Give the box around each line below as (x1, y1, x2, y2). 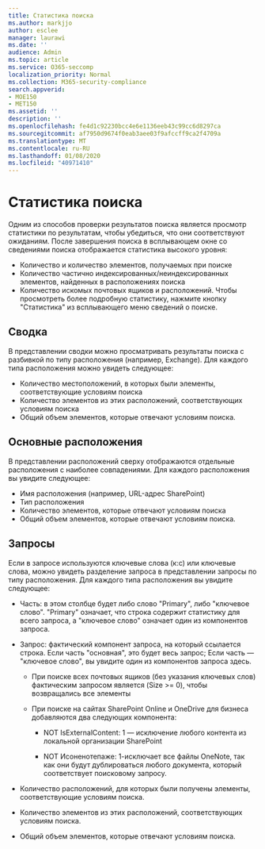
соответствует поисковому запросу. (43, 768, 168, 778)
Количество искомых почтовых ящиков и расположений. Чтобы (19, 286, 237, 295)
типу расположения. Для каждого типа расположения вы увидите (8, 574, 233, 584)
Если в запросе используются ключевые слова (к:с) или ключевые (8, 558, 236, 567)
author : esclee (8, 26, 59, 34)
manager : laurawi (8, 33, 66, 42)
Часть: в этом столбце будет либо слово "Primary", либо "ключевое (19, 598, 250, 608)
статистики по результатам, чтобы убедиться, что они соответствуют (8, 228, 245, 238)
